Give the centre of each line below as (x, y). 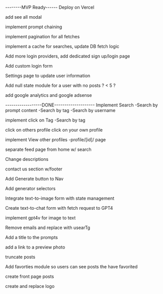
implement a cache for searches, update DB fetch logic (62, 46)
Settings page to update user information (48, 76)
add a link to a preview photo (35, 247)
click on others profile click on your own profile (54, 130)
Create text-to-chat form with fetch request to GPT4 (59, 208)
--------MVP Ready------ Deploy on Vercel (50, 7)
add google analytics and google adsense (49, 95)
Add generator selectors (30, 188)
